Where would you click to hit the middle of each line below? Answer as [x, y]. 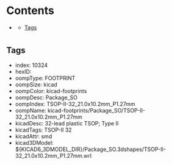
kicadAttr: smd [34, 136]
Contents [30, 11]
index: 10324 [31, 65]
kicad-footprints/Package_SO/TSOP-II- [97, 110]
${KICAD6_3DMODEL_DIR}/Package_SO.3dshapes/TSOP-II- [91, 149]
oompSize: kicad [36, 84]
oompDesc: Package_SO [46, 97]
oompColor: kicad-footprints [51, 91]
